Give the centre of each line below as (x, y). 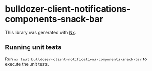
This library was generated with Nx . (40, 32)
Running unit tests (33, 47)
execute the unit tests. (27, 64)
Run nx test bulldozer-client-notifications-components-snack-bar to (76, 59)
